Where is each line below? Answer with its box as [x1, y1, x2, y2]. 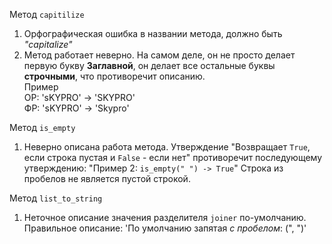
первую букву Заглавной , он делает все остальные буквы [23, 60, 276, 71]
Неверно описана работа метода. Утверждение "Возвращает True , [23, 141, 311, 153]
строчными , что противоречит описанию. [23, 70, 206, 82]
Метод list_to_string [9, 192, 103, 204]
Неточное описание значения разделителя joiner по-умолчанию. [23, 212, 307, 223]
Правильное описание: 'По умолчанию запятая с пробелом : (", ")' [23, 222, 307, 234]
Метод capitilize [9, 9, 85, 20]
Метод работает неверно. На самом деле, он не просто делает [23, 49, 296, 61]
